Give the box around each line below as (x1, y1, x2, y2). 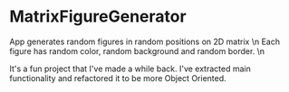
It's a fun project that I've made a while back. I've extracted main (9, 63, 251, 74)
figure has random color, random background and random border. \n (9, 45, 265, 56)
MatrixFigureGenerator (9, 6, 188, 27)
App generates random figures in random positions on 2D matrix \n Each (9, 36, 281, 47)
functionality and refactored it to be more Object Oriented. (9, 72, 226, 83)
